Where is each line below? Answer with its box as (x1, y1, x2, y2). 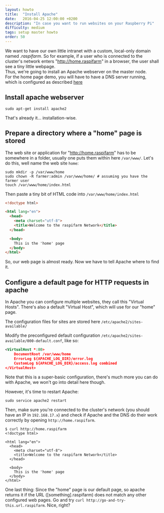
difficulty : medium (5, 25, 45, 30)
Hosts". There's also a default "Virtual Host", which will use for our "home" (5, 304, 156, 310)
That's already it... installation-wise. (5, 115, 77, 120)
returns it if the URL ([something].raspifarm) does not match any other (5, 492, 147, 498)
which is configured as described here (5, 79, 83, 85)
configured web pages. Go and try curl (5, 497, 85, 503)
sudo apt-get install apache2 (5, 106, 67, 111)
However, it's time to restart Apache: (5, 389, 79, 395)
